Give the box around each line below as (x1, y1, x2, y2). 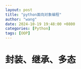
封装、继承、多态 (5, 54, 76, 65)
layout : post (5, 7, 33, 13)
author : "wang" (5, 17, 37, 22)
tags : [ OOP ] (5, 31, 30, 36)
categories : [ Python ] (5, 26, 51, 31)
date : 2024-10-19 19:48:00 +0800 (5, 21, 75, 27)
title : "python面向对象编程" (5, 12, 62, 17)
